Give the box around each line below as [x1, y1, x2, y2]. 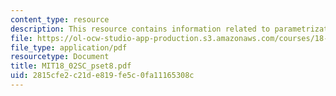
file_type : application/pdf [10, 42, 128, 53]
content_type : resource [10, 14, 110, 25]
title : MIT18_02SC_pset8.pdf [10, 61, 132, 71]
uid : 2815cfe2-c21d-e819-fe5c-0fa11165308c [10, 71, 195, 81]
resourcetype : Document [10, 52, 110, 62]
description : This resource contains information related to [10, 24, 271, 34]
